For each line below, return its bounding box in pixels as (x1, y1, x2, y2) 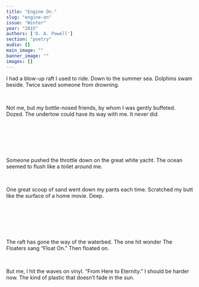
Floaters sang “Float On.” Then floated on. (6, 244, 109, 251)
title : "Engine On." (6, 8, 58, 15)
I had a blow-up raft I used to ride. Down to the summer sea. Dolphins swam (6, 75, 193, 82)
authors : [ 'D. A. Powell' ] (6, 31, 73, 37)
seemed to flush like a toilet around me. (6, 163, 103, 170)
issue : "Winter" (6, 20, 46, 26)
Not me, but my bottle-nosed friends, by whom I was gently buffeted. (6, 104, 176, 111)
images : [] (6, 58, 33, 64)
